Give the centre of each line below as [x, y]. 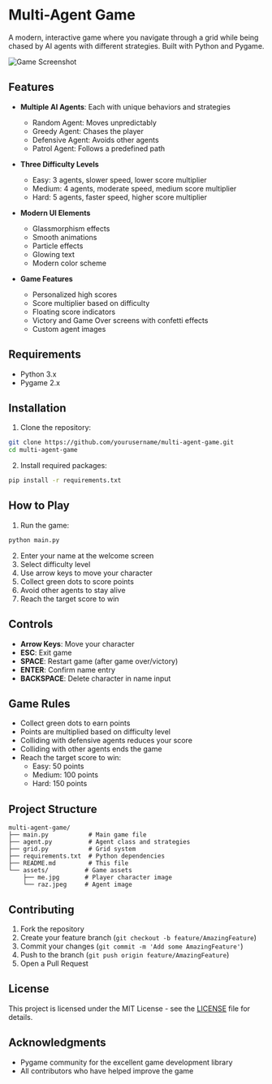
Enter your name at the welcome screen [87, 555]
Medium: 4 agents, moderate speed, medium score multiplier [134, 188]
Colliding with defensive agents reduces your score [106, 741]
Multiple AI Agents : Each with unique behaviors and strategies [125, 106]
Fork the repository [52, 929]
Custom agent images [69, 329]
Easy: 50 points [58, 766]
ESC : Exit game [46, 652]
